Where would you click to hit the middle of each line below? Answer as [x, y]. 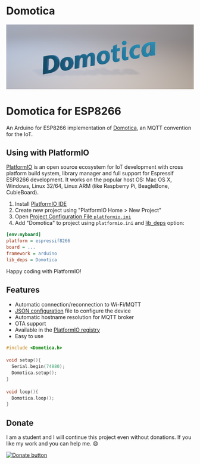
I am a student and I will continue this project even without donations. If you [99, 437]
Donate [20, 423]
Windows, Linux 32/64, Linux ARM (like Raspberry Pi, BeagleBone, [88, 186]
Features [23, 290]
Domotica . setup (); [35, 373]
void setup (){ [24, 360]
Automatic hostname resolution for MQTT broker [74, 317]
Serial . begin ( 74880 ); [38, 367]
